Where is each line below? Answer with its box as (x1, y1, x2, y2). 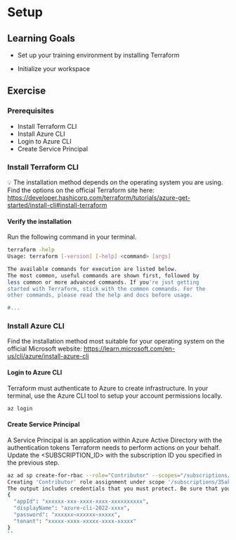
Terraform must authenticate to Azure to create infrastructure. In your (7, 384, 209, 392)
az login (7, 405, 33, 412)
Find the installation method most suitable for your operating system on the (7, 337, 225, 346)
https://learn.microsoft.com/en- (83, 344, 176, 353)
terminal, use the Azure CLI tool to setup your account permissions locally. (7, 391, 223, 400)
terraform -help (7, 246, 55, 253)
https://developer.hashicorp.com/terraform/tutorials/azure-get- (7, 193, 191, 201)
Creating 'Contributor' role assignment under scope (7, 478, 165, 486)
